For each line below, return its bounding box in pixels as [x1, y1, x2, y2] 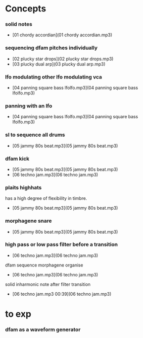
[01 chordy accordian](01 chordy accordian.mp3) [12, 32, 112, 38]
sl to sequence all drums [5, 131, 65, 138]
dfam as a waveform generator [5, 326, 81, 333]
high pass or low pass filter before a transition [5, 241, 118, 248]
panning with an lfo [5, 102, 52, 109]
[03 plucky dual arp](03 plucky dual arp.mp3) [12, 61, 105, 67]
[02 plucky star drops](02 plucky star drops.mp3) [12, 56, 114, 62]
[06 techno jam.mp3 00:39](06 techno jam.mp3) [12, 291, 112, 297]
